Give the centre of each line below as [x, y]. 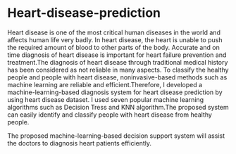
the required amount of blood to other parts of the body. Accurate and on [113, 47]
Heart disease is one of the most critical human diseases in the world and [114, 32]
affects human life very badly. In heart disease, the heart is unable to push [115, 39]
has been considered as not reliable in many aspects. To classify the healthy [118, 70]
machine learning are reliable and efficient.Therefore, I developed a [105, 84]
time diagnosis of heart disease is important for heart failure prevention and [117, 55]
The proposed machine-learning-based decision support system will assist [116, 136]
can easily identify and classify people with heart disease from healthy [110, 115]
